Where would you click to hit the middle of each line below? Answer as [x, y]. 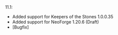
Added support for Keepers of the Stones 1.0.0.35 [63, 17]
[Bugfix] [20, 27]
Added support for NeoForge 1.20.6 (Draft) [56, 22]
